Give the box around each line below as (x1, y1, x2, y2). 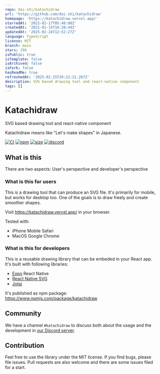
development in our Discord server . (5, 327, 75, 333)
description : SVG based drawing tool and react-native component (5, 79, 139, 84)
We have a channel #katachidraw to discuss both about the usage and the (5, 322, 151, 328)
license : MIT (5, 39, 31, 44)
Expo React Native (12, 270, 49, 276)
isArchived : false (5, 61, 42, 66)
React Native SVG (12, 276, 47, 281)
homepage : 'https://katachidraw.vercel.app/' (5, 16, 98, 21)
